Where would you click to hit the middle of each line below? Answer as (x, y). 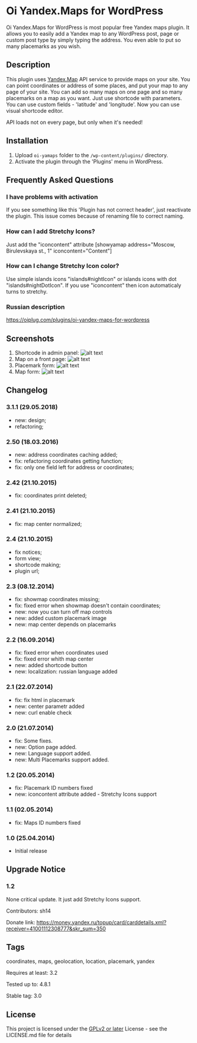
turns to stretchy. (27, 291)
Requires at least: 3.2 (32, 973)
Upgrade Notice (36, 870)
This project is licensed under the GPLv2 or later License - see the (87, 1029)
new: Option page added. (46, 747)
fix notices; (28, 552)
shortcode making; (38, 564)
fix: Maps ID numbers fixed (48, 822)
